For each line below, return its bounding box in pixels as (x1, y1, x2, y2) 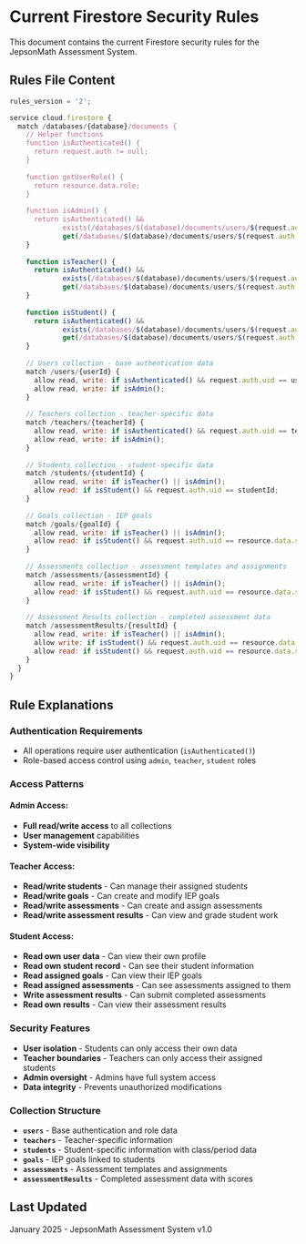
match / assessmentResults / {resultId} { (25, 621, 178, 630)
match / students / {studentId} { (25, 469, 145, 478)
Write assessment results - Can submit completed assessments (22, 990, 267, 1001)
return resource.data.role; (33, 180, 141, 190)
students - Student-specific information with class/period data (22, 1145, 258, 1156)
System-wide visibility (22, 840, 110, 851)
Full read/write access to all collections (22, 821, 172, 831)
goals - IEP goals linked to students (22, 1154, 156, 1165)
